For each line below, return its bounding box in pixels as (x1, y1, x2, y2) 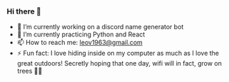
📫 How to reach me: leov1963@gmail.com (16, 39, 143, 47)
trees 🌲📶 (16, 67, 43, 76)
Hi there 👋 (6, 6, 42, 16)
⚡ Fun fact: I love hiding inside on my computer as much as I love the (16, 49, 219, 58)
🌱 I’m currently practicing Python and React (16, 30, 146, 39)
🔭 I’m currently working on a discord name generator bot (16, 23, 184, 31)
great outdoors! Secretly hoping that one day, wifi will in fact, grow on (16, 59, 222, 68)
